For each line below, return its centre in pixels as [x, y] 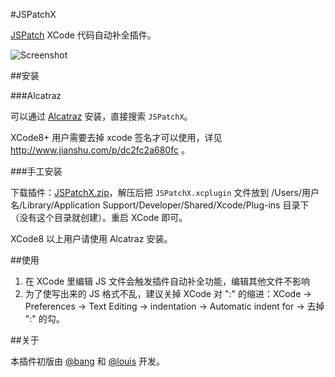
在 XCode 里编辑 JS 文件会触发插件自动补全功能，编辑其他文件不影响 [167, 281]
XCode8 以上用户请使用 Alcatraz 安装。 [91, 238]
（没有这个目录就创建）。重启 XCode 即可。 [99, 217]
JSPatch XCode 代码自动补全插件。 [83, 35]
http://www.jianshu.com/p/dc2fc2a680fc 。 [100, 150]
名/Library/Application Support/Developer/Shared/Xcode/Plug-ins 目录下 [160, 205]
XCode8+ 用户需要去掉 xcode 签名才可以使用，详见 [116, 137]
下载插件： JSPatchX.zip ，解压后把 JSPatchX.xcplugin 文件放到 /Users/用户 [165, 192]
